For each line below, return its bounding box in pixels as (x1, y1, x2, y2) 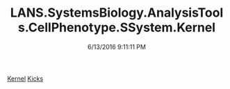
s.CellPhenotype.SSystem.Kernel (17, 19, 216, 35)
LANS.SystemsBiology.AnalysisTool (10, 5, 224, 21)
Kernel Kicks (7, 74, 44, 83)
